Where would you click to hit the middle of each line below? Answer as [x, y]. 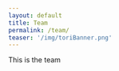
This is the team [35, 60]
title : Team [28, 23]
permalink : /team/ [39, 30]
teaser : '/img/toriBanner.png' [60, 37]
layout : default [35, 15]
